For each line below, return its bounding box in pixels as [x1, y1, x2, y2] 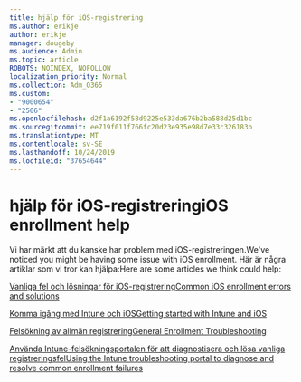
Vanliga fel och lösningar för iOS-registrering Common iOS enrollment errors [9, 282, 292, 292]
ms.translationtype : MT [9, 131, 99, 140]
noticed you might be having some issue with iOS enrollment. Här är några [9, 254, 287, 265]
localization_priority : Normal [9, 72, 127, 81]
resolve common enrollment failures [9, 363, 143, 374]
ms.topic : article [9, 55, 79, 64]
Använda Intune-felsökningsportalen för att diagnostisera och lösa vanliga [9, 343, 286, 354]
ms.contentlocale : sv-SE [9, 139, 103, 148]
